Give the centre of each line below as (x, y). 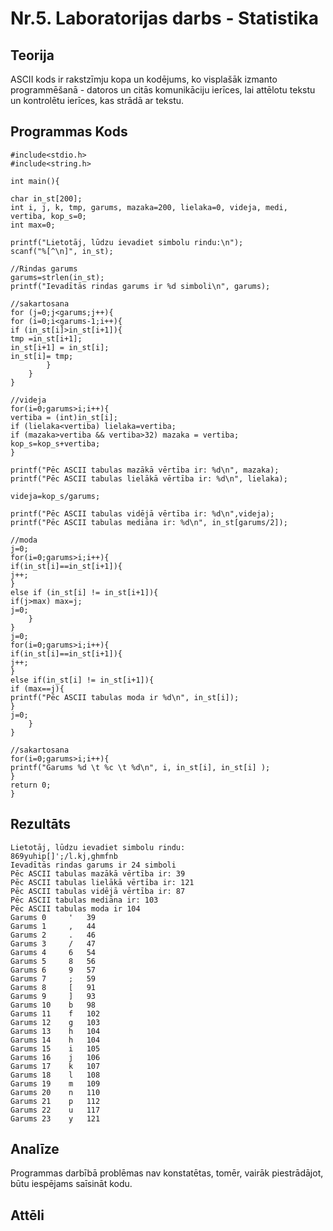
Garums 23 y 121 (55, 1118)
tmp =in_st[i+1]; (46, 338)
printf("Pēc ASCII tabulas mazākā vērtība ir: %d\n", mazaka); (145, 470)
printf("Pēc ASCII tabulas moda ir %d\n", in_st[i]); (125, 697)
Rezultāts (41, 824)
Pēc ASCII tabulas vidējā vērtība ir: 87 (98, 891)
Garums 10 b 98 (53, 1005)
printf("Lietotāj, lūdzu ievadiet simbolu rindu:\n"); (127, 242)
